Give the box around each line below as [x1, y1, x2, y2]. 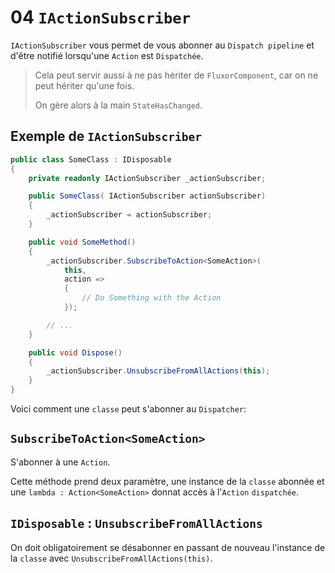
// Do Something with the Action [81, 293, 222, 303]
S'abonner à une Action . [10, 456, 111, 468]
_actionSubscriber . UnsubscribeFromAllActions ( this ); [46, 366, 271, 376]
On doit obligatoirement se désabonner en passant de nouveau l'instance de [10, 541, 326, 553]
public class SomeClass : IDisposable [10, 154, 172, 165]
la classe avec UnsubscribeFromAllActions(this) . [10, 552, 213, 564]
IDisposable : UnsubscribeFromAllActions [10, 515, 263, 532]
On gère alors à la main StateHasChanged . [34, 99, 203, 111]
